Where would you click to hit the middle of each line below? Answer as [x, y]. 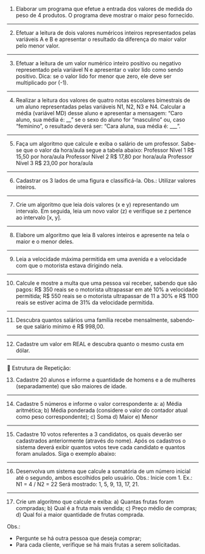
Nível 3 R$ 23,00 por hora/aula [54, 163]
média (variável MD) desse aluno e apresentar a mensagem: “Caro [99, 113]
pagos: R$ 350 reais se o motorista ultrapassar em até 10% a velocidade [107, 289]
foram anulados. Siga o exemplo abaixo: [66, 454]
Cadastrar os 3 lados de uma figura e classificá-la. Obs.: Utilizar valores [106, 180]
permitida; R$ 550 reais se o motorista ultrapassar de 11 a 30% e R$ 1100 [107, 296]
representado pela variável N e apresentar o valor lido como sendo [99, 70]
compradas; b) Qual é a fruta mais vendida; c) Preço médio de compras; [106, 508]
